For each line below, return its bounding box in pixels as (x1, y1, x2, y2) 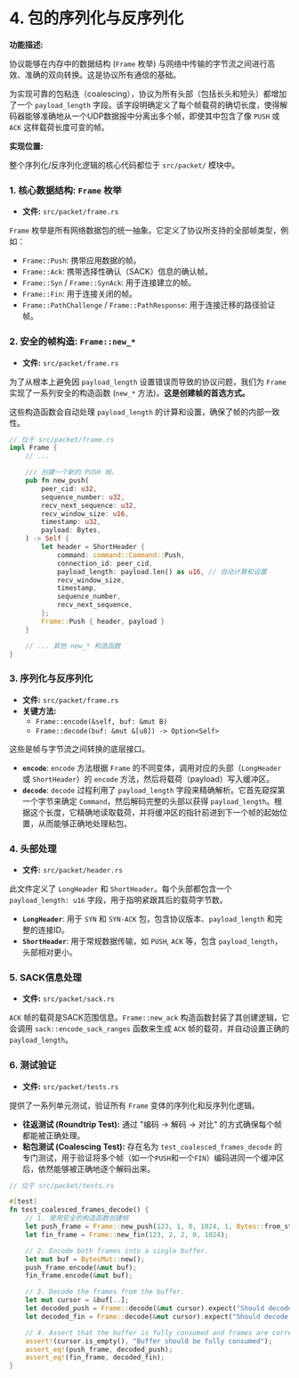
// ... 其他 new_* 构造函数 (25, 641, 122, 651)
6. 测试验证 (9, 1059, 57, 1071)
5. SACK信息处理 (9, 971, 82, 983)
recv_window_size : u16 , (41, 509, 129, 518)
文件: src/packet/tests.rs (21, 1080, 119, 1092)
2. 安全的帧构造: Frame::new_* (9, 335, 136, 348)
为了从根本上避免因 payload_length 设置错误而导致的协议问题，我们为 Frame (9, 376, 287, 387)
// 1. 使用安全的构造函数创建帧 (25, 1214, 129, 1223)
